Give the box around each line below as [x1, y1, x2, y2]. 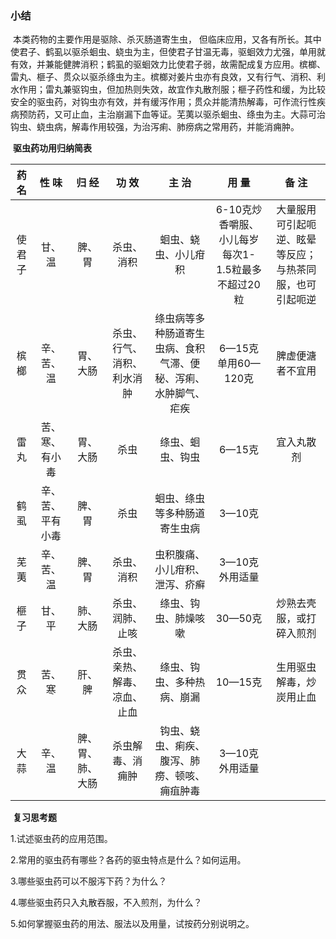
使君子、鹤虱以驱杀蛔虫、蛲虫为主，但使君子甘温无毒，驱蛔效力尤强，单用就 [10, 46, 326, 58]
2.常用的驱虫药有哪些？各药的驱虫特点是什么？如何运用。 [10, 854, 247, 866]
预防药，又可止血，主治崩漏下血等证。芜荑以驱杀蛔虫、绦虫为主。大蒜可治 [18, 108, 326, 121]
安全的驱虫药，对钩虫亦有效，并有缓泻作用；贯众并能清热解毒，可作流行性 [10, 96, 317, 108]
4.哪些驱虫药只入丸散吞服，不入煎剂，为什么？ [10, 897, 203, 909]
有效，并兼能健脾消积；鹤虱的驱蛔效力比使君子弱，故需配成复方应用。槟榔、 [10, 58, 326, 71]
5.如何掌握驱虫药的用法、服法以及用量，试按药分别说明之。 [10, 918, 255, 930]
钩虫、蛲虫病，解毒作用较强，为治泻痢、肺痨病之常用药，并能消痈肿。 [10, 121, 300, 133]
